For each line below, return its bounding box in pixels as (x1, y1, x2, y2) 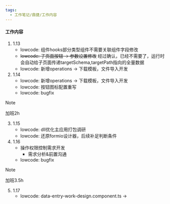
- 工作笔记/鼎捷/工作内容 (10, 12, 57, 17)
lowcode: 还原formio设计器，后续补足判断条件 (20, 132, 117, 139)
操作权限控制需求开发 (20, 144, 65, 151)
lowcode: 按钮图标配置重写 (20, 84, 77, 90)
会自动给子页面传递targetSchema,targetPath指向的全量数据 (20, 59, 145, 65)
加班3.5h (5, 177, 24, 183)
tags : (5, 7, 17, 13)
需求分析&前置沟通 (27, 151, 67, 157)
